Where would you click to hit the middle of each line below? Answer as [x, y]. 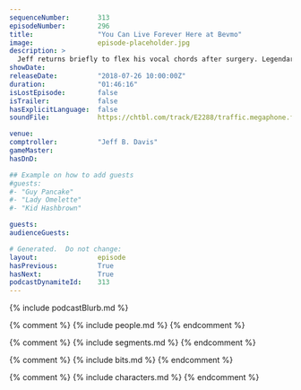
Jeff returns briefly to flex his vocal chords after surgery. [138, 59]
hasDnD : [24, 159]
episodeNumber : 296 [60, 26]
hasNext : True [62, 274]
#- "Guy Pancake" [42, 192]
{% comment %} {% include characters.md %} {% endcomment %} [134, 377]
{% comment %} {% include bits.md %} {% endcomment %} [121, 360]
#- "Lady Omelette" [46, 200]
